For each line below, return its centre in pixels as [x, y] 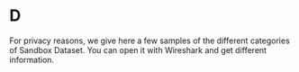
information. [32, 59]
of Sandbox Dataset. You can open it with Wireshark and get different [138, 49]
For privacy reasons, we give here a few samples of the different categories [149, 40]
